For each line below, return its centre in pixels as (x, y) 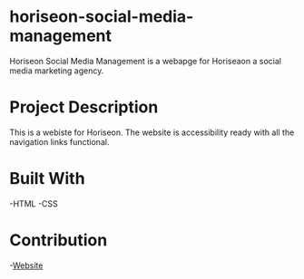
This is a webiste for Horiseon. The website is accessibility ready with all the (152, 132)
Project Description (84, 107)
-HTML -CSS (34, 203)
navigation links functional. (59, 141)
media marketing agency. (57, 71)
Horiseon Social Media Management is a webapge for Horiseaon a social (145, 61)
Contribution (59, 240)
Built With (47, 179)
